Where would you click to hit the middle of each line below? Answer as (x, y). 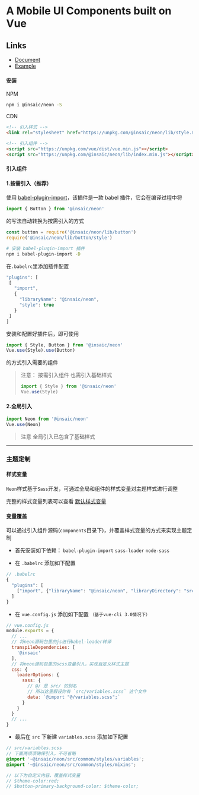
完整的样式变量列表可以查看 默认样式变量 (56, 501)
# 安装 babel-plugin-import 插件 (46, 248)
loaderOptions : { (38, 675)
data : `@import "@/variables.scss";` (74, 697)
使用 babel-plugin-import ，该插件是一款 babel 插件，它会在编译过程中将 (94, 198)
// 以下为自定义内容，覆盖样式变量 (43, 775)
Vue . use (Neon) (24, 425)
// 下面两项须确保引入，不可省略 (41, 754)
